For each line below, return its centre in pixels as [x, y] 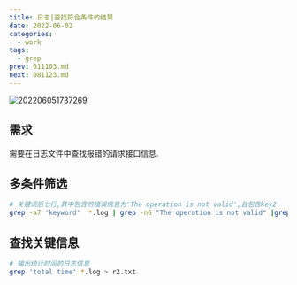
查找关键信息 [44, 243]
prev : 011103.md [39, 67]
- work [29, 42]
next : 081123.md [39, 75]
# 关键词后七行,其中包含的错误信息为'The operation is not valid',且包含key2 [143, 204]
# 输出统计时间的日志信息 [49, 263]
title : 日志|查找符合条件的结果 [61, 17]
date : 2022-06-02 [41, 26]
